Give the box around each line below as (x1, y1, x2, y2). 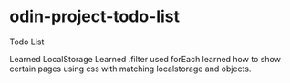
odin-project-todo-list (9, 6, 181, 27)
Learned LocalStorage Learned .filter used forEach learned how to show (9, 53, 281, 64)
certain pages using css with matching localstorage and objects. (9, 63, 252, 74)
